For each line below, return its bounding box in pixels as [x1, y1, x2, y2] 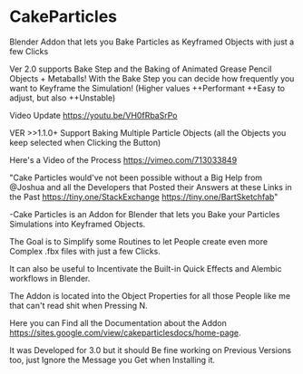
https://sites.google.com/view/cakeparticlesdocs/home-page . [9, 327, 242, 338]
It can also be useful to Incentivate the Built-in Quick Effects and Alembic [9, 263, 282, 273]
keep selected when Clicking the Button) [9, 137, 161, 148]
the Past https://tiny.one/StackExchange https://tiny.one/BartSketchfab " [9, 191, 279, 202]
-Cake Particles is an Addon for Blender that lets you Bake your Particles [9, 208, 280, 219]
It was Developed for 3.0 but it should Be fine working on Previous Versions [9, 344, 292, 355]
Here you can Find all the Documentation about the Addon [9, 317, 227, 328]
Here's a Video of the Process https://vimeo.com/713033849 [9, 154, 238, 165]
